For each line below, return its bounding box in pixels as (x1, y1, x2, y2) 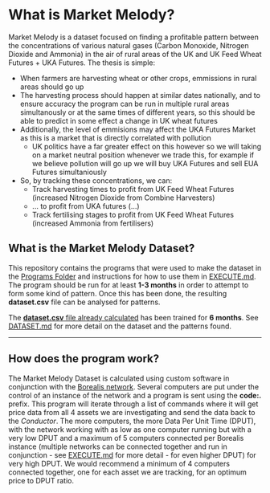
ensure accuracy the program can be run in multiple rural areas (19, 99, 230, 108)
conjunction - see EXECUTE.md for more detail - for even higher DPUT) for (8, 450, 257, 459)
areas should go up (19, 82, 84, 92)
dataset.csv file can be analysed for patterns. (8, 297, 161, 307)
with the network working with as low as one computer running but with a (8, 424, 252, 434)
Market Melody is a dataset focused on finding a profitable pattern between (8, 32, 260, 42)
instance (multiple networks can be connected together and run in (8, 442, 227, 451)
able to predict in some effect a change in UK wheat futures (19, 116, 219, 125)
